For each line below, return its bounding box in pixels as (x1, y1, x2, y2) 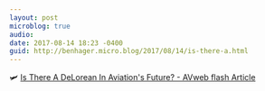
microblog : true (9, 22, 71, 31)
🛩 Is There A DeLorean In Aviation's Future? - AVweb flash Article (9, 72, 256, 83)
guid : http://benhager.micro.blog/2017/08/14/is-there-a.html (9, 47, 249, 56)
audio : (9, 30, 34, 39)
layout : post (9, 13, 59, 23)
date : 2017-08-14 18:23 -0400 (9, 38, 124, 48)
